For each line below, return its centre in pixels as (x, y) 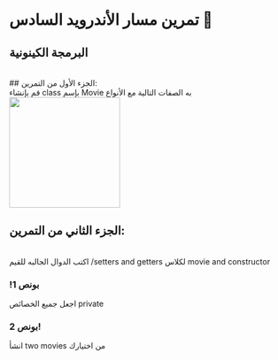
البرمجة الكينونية (49, 53)
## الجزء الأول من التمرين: (53, 83)
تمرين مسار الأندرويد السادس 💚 (111, 20)
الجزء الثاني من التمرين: (67, 231)
